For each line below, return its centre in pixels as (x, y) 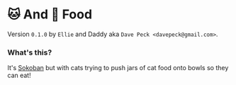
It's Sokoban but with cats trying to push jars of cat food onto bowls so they (118, 68)
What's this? (30, 52)
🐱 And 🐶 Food (50, 15)
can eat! (19, 75)
